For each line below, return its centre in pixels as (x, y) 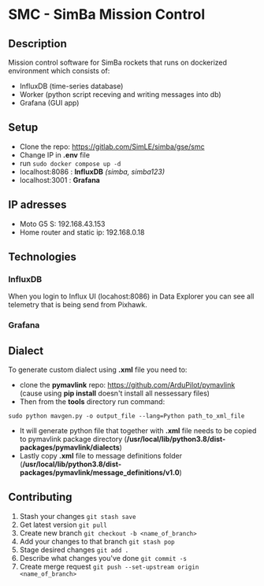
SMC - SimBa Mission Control (107, 15)
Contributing (40, 497)
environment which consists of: (59, 71)
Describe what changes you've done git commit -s (103, 558)
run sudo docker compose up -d (70, 163)
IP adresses (37, 205)
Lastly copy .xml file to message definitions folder (101, 456)
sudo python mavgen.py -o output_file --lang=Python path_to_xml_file (126, 416)
